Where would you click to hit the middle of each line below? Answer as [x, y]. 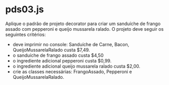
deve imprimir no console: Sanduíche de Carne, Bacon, [71, 44]
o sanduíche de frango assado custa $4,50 [58, 55]
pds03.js [25, 9]
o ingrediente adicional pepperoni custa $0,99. [62, 60]
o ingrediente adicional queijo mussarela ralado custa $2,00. [77, 66]
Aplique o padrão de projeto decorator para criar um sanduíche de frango [83, 24]
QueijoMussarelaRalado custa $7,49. [51, 50]
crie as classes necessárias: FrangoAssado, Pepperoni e [72, 71]
